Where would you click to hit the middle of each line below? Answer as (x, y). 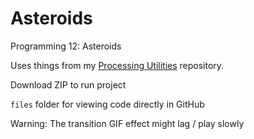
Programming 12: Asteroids (66, 46)
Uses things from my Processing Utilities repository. (117, 65)
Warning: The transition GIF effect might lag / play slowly (127, 123)
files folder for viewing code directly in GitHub (107, 104)
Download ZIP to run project (68, 84)
